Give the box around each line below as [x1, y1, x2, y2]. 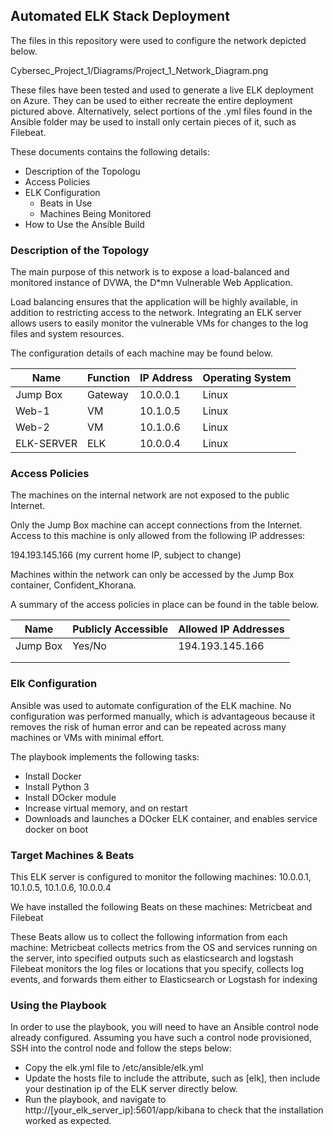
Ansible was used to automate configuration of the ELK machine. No [10, 699, 292, 711]
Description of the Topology [10, 243, 150, 257]
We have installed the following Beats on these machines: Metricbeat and [10, 901, 313, 913]
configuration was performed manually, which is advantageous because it [10, 710, 316, 722]
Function [86, 371, 131, 385]
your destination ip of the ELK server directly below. [24, 1083, 238, 1095]
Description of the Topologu [24, 165, 141, 177]
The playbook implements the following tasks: [10, 750, 200, 763]
